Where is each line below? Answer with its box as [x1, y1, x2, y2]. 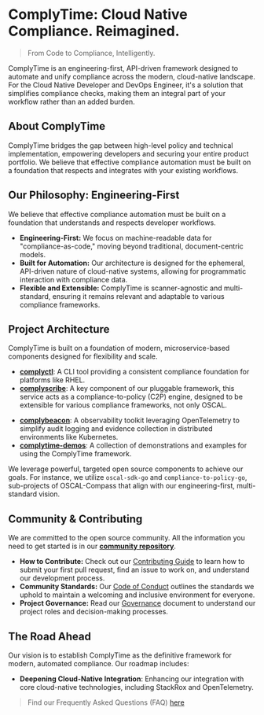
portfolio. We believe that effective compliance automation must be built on [8, 157, 251, 167]
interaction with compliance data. [19, 275, 128, 284]
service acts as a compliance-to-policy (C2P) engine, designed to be [19, 392, 244, 402]
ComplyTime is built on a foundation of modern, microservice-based [8, 344, 230, 353]
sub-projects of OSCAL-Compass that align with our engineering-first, [8, 481, 236, 491]
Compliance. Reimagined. [8, 22, 180, 40]
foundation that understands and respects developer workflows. [8, 218, 216, 227]
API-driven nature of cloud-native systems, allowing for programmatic [19, 266, 247, 276]
